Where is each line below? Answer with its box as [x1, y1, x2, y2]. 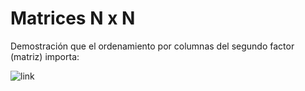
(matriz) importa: [10, 50, 80, 62]
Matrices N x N [10, 7, 136, 30]
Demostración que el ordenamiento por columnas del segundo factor [10, 40, 295, 52]
